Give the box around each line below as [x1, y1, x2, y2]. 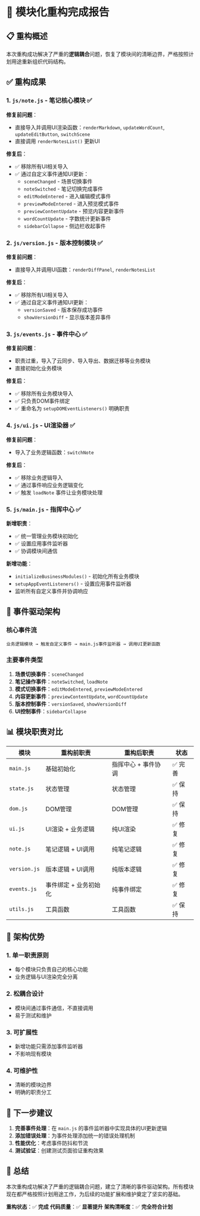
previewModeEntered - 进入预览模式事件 [23, 200, 119, 207]
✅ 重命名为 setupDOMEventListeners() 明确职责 [14, 405, 130, 412]
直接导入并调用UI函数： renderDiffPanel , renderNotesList [14, 266, 156, 273]
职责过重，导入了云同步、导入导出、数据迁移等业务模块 [14, 357, 151, 364]
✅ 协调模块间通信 [14, 547, 58, 554]
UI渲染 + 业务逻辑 [45, 825, 95, 833]
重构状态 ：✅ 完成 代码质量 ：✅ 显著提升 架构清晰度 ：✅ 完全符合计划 [6, 1203, 173, 1210]
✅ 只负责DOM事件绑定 [14, 397, 70, 405]
